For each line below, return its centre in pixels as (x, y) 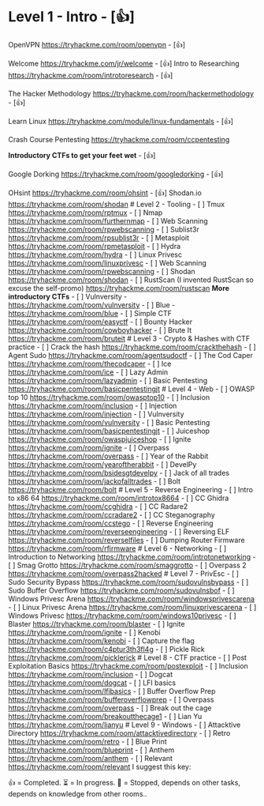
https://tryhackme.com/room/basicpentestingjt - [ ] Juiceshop (109, 431)
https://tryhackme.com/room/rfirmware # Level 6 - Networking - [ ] (117, 548)
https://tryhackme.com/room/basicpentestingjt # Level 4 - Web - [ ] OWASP (132, 389)
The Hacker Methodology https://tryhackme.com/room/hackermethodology (131, 93)
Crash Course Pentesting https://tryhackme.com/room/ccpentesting (119, 139)
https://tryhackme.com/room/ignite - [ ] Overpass (89, 447)
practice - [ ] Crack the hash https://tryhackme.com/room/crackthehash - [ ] (132, 347)
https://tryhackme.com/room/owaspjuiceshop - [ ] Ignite (100, 439)
